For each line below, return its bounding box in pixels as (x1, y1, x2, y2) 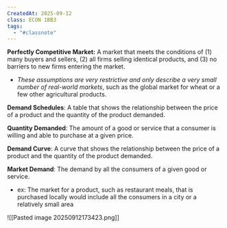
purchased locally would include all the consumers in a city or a (16, 193, 197, 201)
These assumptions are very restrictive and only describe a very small (16, 76, 217, 84)
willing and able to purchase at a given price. (7, 131, 134, 140)
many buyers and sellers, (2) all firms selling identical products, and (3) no (7, 55, 217, 64)
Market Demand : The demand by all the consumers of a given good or (7, 165, 207, 173)
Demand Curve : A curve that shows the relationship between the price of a (7, 144, 220, 153)
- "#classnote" (13, 29, 57, 36)
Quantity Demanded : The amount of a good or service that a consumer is (7, 124, 216, 132)
